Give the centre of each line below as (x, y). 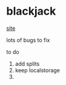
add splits (27, 64)
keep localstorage (38, 70)
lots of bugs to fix (28, 40)
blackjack (31, 11)
